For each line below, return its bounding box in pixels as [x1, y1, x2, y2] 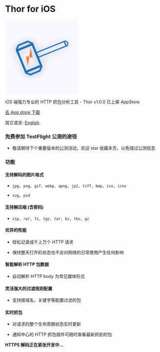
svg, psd [12, 193, 30, 198]
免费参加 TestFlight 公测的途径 [5, 133, 77, 140]
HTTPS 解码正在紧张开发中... [5, 342, 64, 348]
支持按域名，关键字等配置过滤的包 [12, 297, 81, 303]
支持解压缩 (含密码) [5, 204, 44, 210]
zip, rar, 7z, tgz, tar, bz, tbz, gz [12, 216, 90, 221]
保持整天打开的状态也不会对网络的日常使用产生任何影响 [12, 249, 124, 255]
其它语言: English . [5, 119, 41, 125]
